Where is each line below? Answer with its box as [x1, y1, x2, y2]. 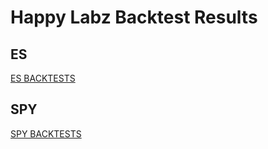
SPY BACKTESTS [10, 127, 82, 140]
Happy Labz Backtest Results [10, 6, 258, 29]
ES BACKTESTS [10, 72, 76, 84]
